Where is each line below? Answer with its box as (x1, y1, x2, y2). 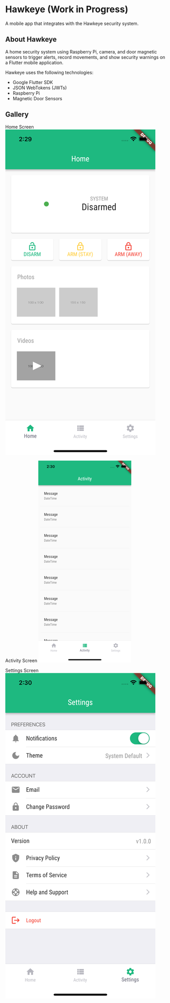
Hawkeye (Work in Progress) (5, 4, 128, 15)
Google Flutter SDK (12, 79, 53, 85)
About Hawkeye (5, 35, 57, 44)
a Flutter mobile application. (5, 60, 63, 66)
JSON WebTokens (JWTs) (12, 84, 67, 91)
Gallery (5, 110, 29, 119)
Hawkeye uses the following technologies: (5, 69, 94, 75)
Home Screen (5, 124, 34, 130)
